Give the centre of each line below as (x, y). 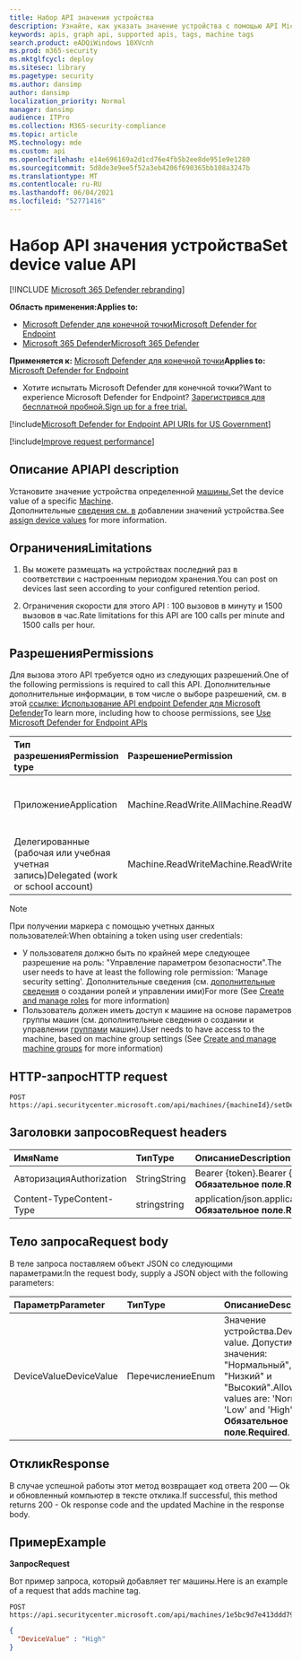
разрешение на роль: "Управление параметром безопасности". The (152, 963)
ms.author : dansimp (46, 84)
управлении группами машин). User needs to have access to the (143, 1029)
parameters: (32, 1282)
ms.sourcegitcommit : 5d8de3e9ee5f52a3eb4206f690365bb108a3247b (130, 168)
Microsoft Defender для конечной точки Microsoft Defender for (139, 324)
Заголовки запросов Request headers (118, 1133)
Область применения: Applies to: (74, 307)
